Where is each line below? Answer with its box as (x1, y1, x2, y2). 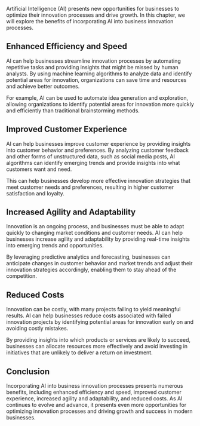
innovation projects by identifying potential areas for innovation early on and (6, 318, 194, 326)
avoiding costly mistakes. (6, 325, 69, 332)
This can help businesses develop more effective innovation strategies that (6, 177, 191, 184)
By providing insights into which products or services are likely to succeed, (6, 336, 191, 344)
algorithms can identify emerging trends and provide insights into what (6, 159, 180, 166)
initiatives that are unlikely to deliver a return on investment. (6, 349, 153, 356)
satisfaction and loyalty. (6, 189, 64, 197)
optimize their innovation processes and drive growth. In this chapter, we (6, 11, 185, 19)
